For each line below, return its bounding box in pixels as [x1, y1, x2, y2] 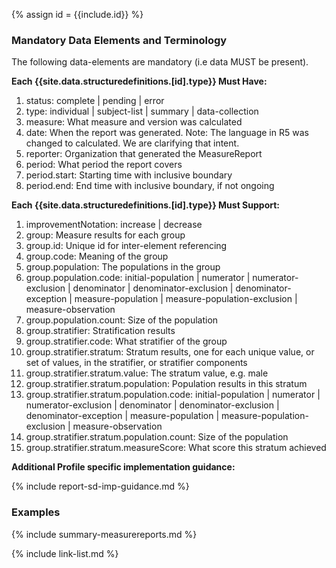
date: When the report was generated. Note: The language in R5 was [25, 127, 309, 139]
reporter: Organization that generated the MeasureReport [25, 148, 263, 160]
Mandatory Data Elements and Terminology [11, 33, 228, 47]
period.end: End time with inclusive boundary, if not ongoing [25, 180, 275, 192]
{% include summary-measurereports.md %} [11, 528, 198, 540]
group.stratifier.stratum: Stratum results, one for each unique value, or [25, 346, 315, 358]
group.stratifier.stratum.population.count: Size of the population [25, 431, 289, 443]
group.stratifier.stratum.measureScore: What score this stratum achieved [25, 442, 327, 454]
